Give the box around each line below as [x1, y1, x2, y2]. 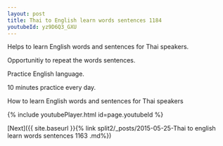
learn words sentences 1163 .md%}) [7, 131, 112, 140]
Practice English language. [7, 69, 84, 78]
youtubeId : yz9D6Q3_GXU [7, 23, 77, 30]
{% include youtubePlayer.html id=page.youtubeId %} [7, 110, 164, 119]
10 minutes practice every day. [7, 84, 96, 92]
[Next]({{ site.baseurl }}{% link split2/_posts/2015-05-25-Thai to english [7, 124, 216, 133]
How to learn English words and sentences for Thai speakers [7, 97, 184, 105]
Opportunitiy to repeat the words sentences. [7, 56, 136, 65]
